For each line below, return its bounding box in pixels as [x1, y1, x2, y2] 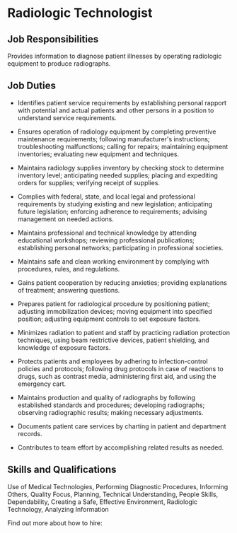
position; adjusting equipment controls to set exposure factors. [17, 315, 201, 323]
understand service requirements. [17, 113, 117, 122]
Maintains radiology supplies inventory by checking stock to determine [17, 163, 224, 172]
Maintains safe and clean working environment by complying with [17, 257, 209, 266]
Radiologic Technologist [7, 5, 153, 21]
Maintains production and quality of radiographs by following [17, 393, 196, 402]
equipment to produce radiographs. [7, 59, 111, 68]
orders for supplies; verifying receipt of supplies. [17, 178, 161, 187]
